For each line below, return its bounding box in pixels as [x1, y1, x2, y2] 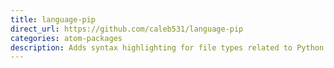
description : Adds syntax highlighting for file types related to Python [10, 42, 325, 53]
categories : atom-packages [10, 33, 123, 43]
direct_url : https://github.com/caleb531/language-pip [10, 24, 244, 34]
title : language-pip [10, 14, 97, 25]
